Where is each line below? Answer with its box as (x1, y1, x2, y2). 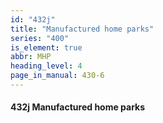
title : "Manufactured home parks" (10, 24, 155, 34)
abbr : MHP (10, 52, 52, 62)
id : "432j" (10, 14, 56, 25)
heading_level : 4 (10, 61, 83, 71)
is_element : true (10, 42, 83, 53)
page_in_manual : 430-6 (10, 71, 105, 81)
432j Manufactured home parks (10, 101, 146, 113)
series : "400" (10, 33, 70, 43)
